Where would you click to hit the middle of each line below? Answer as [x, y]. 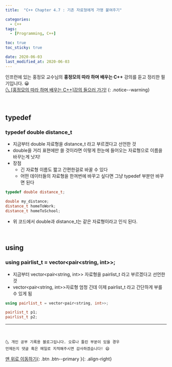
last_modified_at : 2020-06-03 [38, 62]
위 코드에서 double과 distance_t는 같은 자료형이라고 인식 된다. [75, 221]
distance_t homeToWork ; [31, 206]
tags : [11, 29]
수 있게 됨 [22, 293]
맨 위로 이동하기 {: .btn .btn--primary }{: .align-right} [59, 359]
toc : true [16, 43]
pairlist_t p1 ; [21, 312]
